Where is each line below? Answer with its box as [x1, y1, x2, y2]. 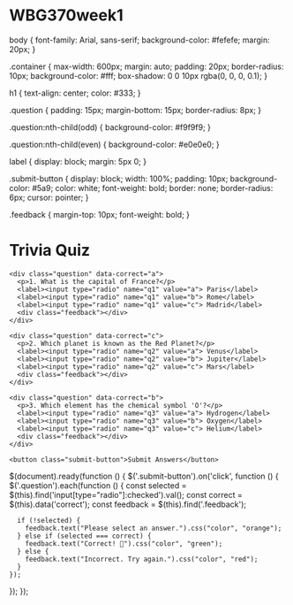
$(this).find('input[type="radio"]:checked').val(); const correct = [9, 489, 243, 500]
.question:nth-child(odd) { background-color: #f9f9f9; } [9, 121, 212, 133]
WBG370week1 [9, 5, 124, 26]
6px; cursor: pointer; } [9, 192, 89, 203]
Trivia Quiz [9, 241, 91, 261]
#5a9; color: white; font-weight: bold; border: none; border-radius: [32, 182, 274, 193]
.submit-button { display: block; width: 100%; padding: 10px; [9, 173, 229, 184]
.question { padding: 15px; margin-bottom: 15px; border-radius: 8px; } [9, 104, 262, 115]
